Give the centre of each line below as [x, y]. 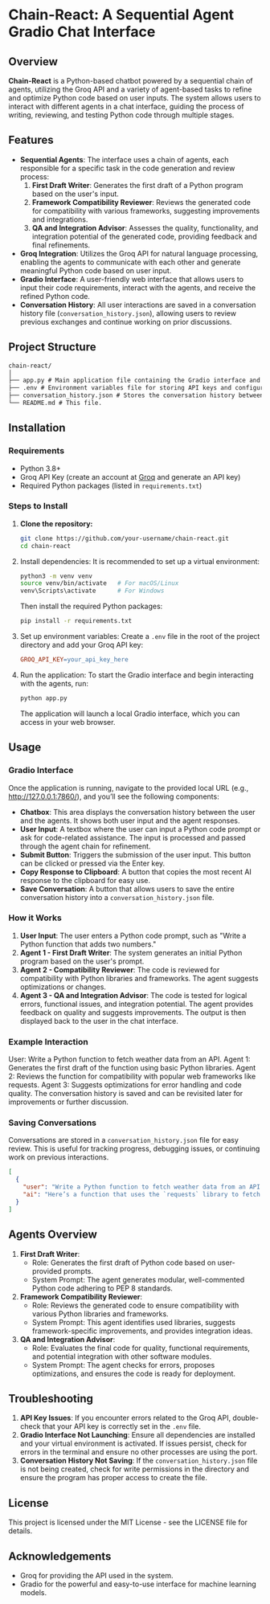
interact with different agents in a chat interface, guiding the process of [126, 106]
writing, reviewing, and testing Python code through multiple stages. [121, 115]
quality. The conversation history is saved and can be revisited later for [126, 1094]
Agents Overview [53, 1235]
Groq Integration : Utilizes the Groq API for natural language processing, [139, 253]
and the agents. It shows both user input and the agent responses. [130, 820]
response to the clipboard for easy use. [85, 880]
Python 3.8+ [41, 469]
